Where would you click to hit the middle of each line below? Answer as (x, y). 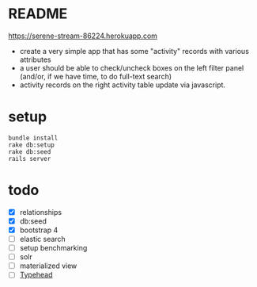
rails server (30, 159)
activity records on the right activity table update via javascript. (123, 85)
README (38, 14)
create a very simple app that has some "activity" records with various (134, 51)
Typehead (36, 275)
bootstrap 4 (39, 230)
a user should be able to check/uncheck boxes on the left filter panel (132, 67)
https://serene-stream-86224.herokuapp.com (83, 36)
